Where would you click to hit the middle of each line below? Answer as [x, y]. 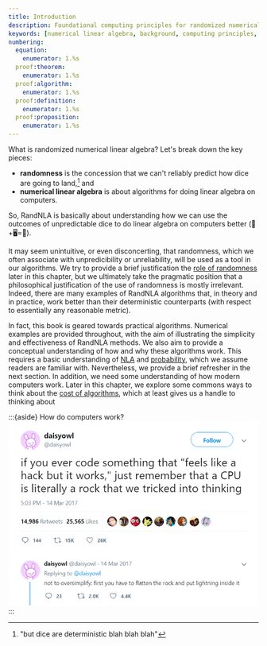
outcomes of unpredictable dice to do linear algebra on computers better [128, 223]
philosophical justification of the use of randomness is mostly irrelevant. [126, 284]
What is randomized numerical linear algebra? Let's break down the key [126, 149]
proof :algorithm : [44, 83]
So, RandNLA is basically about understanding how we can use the [118, 215]
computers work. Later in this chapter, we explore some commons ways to [130, 385]
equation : [31, 50]
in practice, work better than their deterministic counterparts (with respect [130, 301]
